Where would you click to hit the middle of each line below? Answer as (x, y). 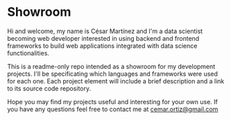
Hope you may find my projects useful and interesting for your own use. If (113, 101)
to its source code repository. (49, 88)
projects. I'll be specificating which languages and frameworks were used (113, 74)
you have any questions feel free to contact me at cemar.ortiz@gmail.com (113, 109)
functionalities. (28, 53)
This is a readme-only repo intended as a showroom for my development (111, 66)
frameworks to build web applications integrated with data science (102, 46)
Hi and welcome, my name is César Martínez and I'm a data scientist (105, 31)
